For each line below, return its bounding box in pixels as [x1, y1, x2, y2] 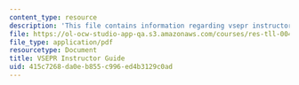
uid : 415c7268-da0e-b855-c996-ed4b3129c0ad [9, 63, 174, 72]
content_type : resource [9, 12, 98, 22]
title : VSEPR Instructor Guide [9, 54, 125, 63]
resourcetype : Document [9, 46, 98, 55]
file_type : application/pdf [9, 37, 114, 47]
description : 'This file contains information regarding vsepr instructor [9, 21, 293, 30]
